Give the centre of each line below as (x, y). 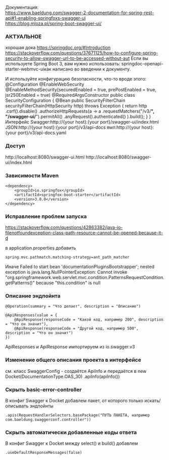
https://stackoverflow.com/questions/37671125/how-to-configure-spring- (82, 53)
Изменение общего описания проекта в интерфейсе (73, 360)
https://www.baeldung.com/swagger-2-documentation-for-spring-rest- (80, 13)
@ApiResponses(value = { (31, 315)
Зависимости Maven (32, 175)
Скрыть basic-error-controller (43, 390)
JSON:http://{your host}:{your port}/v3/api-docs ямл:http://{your (73, 127)
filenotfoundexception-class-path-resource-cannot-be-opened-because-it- (84, 233)
